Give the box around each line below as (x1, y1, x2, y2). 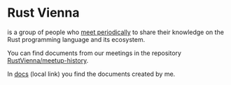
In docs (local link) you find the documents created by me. (7, 70, 176, 78)
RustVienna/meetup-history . (7, 56, 89, 64)
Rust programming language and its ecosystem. (7, 35, 146, 43)
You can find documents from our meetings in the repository (7, 49, 182, 57)
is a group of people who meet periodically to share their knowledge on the (7, 28, 224, 36)
